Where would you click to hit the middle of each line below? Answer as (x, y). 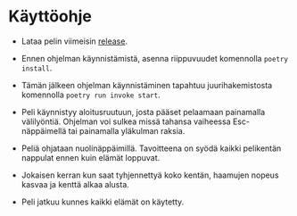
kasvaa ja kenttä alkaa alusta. (75, 184)
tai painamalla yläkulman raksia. (127, 130)
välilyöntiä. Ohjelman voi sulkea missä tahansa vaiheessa (126, 121)
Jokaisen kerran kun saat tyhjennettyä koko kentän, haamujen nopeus (150, 175)
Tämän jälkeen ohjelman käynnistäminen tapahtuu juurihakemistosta (147, 85)
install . (37, 68)
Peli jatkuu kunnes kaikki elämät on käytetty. (103, 202)
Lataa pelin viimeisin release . (74, 41)
